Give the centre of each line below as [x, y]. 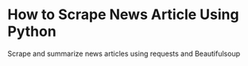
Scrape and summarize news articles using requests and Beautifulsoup [124, 53]
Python [32, 31]
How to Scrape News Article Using [123, 15]
